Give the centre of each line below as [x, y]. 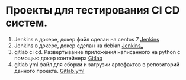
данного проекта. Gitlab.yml [49, 71]
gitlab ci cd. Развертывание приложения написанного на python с [97, 52]
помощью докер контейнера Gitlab [58, 58]
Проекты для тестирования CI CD [93, 10]
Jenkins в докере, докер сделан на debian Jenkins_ [78, 46]
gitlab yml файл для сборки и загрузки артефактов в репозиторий [97, 64]
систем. [27, 23]
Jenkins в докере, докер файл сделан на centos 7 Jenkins [86, 39]
